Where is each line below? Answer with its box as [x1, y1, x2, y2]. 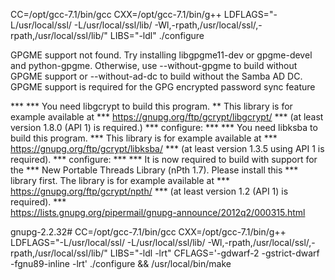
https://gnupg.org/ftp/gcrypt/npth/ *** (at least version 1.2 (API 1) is [10, 185, 289, 197]
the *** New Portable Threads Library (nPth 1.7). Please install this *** [10, 164, 299, 176]
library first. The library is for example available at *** [10, 175, 230, 186]
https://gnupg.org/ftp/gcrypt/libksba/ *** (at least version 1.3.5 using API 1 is [10, 143, 325, 154]
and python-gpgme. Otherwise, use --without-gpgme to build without [10, 60, 298, 71]
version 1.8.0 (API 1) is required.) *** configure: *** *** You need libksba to [10, 122, 318, 133]
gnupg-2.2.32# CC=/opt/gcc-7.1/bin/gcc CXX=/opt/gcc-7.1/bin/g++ [10, 226, 287, 238]
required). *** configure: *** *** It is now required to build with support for [10, 154, 318, 165]
